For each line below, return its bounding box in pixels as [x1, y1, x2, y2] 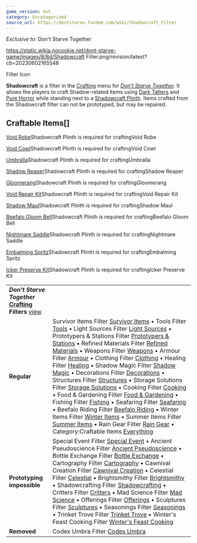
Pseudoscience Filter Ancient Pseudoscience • [52, 444, 182, 452]
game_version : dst [6, 8, 51, 15]
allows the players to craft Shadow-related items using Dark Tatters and [6, 89, 179, 96]
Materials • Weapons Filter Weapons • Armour [52, 347, 181, 355]
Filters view [9, 308, 42, 316]
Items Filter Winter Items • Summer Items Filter [52, 413, 182, 421]
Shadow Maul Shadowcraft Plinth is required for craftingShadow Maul [6, 202, 173, 209]
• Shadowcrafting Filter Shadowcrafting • [52, 481, 167, 490]
